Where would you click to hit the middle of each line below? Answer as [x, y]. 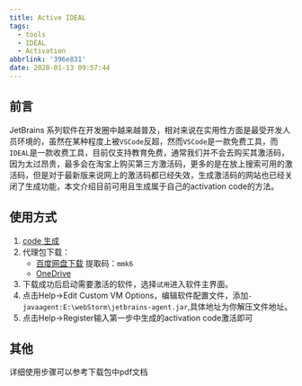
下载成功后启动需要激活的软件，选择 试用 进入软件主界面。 [128, 283]
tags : [19, 26]
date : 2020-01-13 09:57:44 [60, 68]
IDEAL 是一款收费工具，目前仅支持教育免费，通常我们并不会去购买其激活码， [149, 152]
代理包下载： [46, 252]
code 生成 [41, 240]
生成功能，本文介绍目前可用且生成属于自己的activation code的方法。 [152, 186]
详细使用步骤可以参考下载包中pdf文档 [79, 372]
